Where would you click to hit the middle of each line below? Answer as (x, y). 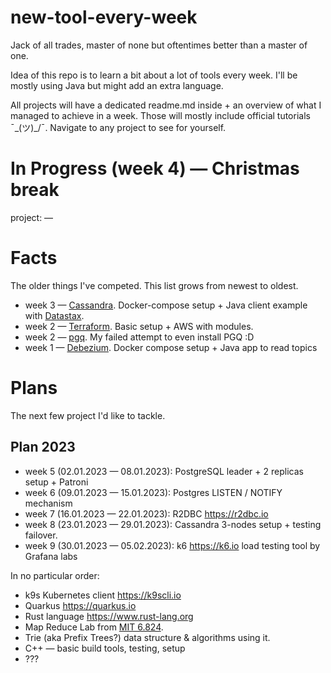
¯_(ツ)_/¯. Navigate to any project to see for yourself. (118, 127)
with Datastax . (54, 315)
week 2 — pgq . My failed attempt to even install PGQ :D (139, 337)
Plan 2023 (43, 447)
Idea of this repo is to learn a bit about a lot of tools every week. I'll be (154, 75)
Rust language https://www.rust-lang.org (109, 616)
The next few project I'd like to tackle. (88, 415)
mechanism (48, 503)
